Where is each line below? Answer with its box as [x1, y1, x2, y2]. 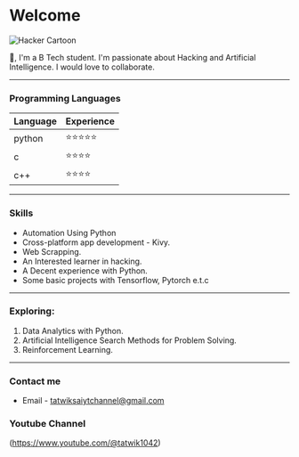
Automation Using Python [21, 227, 117, 238]
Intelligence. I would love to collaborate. [9, 61, 156, 72]
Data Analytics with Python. [21, 325, 125, 336]
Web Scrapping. [21, 246, 82, 257]
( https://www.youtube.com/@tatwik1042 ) [9, 437, 162, 448]
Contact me [9, 375, 61, 388]
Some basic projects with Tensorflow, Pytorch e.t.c [21, 274, 209, 285]
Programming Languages [9, 92, 122, 104]
